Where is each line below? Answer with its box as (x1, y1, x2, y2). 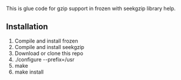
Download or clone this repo (14, 50, 83, 57)
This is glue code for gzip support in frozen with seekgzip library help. (6, 5, 176, 12)
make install (14, 68, 44, 75)
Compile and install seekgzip (14, 43, 85, 50)
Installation (6, 22, 48, 32)
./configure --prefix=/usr (14, 55, 75, 63)
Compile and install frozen (14, 37, 78, 44)
